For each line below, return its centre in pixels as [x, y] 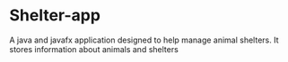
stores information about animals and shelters [94, 49]
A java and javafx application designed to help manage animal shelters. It [144, 40]
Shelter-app [55, 15]
